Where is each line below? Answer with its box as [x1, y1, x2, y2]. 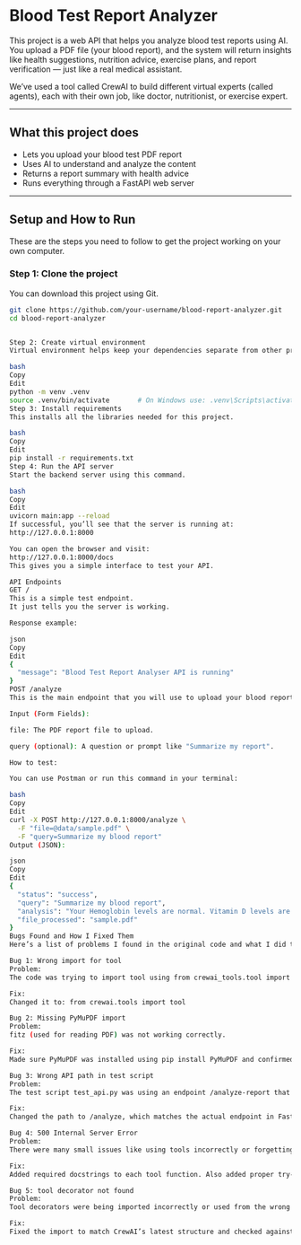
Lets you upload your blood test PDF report [21, 149, 182, 160]
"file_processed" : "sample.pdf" [17, 915, 139, 925]
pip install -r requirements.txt [9, 454, 134, 463]
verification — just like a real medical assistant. [9, 64, 183, 75]
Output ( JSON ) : [9, 840, 66, 849]
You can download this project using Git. [9, 288, 159, 299]
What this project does [9, 125, 139, 140]
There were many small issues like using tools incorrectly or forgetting [9, 1145, 295, 1154]
